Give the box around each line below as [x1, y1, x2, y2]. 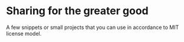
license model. [6, 30, 42, 37]
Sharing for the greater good [6, 4, 149, 18]
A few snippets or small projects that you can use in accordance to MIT [6, 24, 179, 31]
